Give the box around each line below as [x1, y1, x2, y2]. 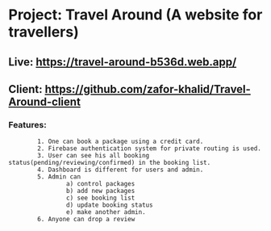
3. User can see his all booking [37, 152, 150, 160]
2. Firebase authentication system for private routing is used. [37, 145, 262, 153]
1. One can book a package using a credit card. [37, 137, 204, 146]
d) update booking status [65, 201, 153, 209]
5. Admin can [37, 173, 81, 181]
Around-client [8, 94, 81, 108]
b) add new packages [65, 187, 135, 195]
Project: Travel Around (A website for [8, 6, 263, 24]
